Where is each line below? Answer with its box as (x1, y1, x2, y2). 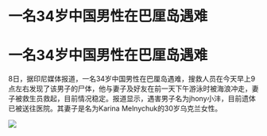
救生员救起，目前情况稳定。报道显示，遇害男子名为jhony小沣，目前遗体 (21, 94, 256, 104)
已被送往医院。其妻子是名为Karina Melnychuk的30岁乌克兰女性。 (8, 104, 222, 113)
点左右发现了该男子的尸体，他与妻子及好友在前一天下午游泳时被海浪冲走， (8, 84, 252, 93)
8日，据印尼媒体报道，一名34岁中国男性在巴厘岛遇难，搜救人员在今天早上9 (8, 74, 256, 84)
